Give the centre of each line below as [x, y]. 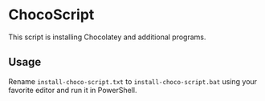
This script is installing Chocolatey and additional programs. [107, 37]
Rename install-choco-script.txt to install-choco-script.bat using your [133, 81]
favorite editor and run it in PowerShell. [73, 90]
